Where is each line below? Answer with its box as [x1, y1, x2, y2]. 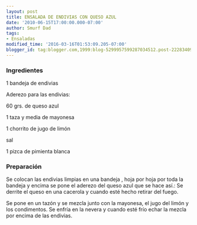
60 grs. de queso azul [6, 102, 59, 109]
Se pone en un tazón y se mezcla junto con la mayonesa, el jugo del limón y [6, 200, 189, 207]
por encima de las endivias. [6, 212, 73, 219]
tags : [6, 31, 19, 36]
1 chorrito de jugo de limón [6, 125, 71, 132]
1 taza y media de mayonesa [6, 114, 74, 121]
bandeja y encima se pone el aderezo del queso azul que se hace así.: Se [6, 182, 184, 189]
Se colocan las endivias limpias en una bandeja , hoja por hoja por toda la [6, 176, 184, 183]
